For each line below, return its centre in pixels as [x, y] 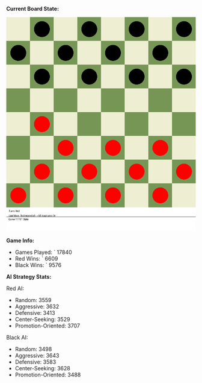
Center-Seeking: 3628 [42, 368]
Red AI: [15, 288]
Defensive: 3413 [35, 313]
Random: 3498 [33, 349]
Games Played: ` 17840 [43, 252]
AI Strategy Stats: [29, 277]
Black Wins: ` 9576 [38, 265]
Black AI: [17, 337]
